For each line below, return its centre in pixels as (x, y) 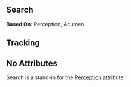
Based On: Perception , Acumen (45, 24)
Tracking (23, 43)
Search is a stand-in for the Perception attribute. (66, 77)
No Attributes (32, 63)
